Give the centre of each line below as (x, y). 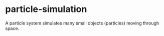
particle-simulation (46, 9)
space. (12, 28)
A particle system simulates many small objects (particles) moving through (82, 23)
